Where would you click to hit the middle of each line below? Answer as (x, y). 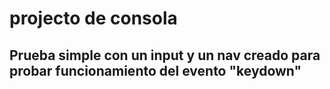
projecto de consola (93, 18)
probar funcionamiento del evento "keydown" (155, 70)
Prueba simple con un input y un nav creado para (165, 55)
